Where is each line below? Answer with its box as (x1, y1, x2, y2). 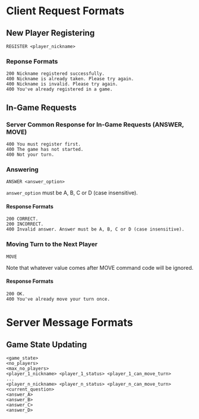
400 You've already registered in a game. (6, 86, 113, 93)
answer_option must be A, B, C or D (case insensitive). (6, 189, 138, 197)
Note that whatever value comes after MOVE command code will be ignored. (6, 264, 194, 271)
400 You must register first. (6, 141, 81, 147)
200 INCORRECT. (6, 221, 44, 227)
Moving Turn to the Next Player (6, 240, 98, 248)
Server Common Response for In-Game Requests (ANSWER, (6, 120, 184, 128)
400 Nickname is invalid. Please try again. (6, 81, 118, 87)
